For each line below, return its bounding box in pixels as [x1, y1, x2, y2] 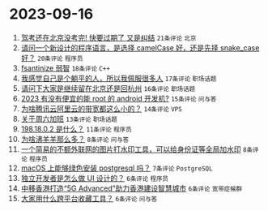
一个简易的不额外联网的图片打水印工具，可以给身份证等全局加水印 [20, 144, 241, 154]
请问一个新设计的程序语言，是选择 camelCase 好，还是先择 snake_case [20, 42, 260, 53]
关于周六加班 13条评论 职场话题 [20, 114, 118, 123]
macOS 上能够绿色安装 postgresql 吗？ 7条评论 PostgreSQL [20, 163, 213, 173]
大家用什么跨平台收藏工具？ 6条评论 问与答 [20, 193, 158, 203]
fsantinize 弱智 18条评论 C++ [20, 62, 110, 73]
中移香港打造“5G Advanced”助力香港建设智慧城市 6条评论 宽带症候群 [20, 183, 242, 193]
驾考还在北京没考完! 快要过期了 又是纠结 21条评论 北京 [20, 32, 197, 42]
